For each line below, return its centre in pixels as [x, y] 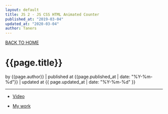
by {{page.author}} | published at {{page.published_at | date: [68, 77]
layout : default [22, 10]
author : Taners [21, 28]
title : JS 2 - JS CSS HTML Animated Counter [52, 14]
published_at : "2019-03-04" [34, 19]
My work [21, 106]
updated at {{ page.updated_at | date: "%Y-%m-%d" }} [79, 82]
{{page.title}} [34, 63]
